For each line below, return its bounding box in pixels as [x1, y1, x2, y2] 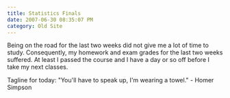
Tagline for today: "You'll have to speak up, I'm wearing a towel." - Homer [7, 76, 214, 84]
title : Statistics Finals [7, 10, 81, 17]
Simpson [7, 83, 32, 92]
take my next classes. [7, 63, 68, 71]
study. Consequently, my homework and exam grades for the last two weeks [7, 48, 223, 56]
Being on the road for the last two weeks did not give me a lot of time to [7, 42, 209, 50]
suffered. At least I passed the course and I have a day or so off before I [7, 56, 210, 64]
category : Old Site [7, 22, 63, 29]
